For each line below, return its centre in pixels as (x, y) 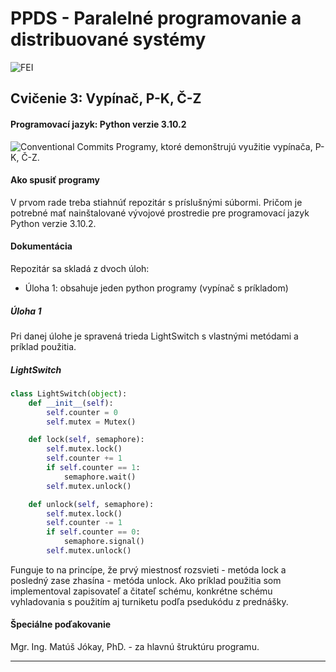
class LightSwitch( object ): (69, 393)
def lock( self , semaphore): (86, 440)
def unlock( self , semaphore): (91, 504)
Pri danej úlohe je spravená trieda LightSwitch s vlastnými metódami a (154, 336)
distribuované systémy (108, 39)
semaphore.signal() (104, 542)
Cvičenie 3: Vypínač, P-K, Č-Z (106, 98)
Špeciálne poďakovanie (61, 624)
